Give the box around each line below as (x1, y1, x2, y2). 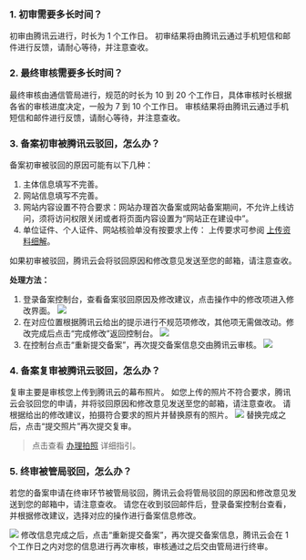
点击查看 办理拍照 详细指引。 (31, 440, 141, 452)
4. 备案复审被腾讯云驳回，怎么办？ (9, 364, 161, 377)
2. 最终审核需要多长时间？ (9, 66, 124, 79)
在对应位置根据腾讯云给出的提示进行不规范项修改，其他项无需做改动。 (22, 316, 287, 327)
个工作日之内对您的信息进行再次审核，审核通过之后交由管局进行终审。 (9, 541, 273, 552)
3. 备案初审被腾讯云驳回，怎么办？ (9, 137, 161, 149)
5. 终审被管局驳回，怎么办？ (9, 465, 132, 478)
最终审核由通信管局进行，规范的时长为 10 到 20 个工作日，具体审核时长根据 (9, 89, 292, 100)
